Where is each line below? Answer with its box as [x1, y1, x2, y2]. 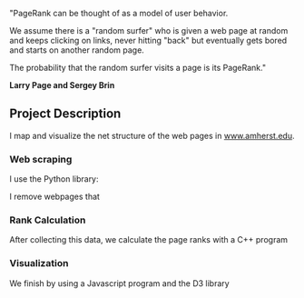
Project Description [9, 106, 122, 122]
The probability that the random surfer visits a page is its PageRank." [9, 63, 266, 73]
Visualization [9, 257, 69, 270]
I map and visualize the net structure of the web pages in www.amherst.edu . [9, 130, 295, 141]
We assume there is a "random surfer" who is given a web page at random [9, 25, 289, 35]
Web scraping [9, 153, 73, 165]
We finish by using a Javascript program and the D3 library [9, 277, 230, 289]
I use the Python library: [9, 174, 99, 184]
